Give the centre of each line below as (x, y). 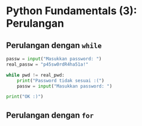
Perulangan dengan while (54, 45)
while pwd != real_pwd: (35, 75)
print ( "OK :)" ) (25, 97)
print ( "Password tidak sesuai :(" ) (61, 80)
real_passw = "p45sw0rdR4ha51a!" (47, 64)
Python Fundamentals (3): (72, 11)
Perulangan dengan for (50, 115)
